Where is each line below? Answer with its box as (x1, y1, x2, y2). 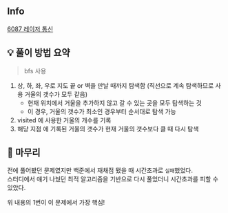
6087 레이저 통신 (7, 24, 54, 33)
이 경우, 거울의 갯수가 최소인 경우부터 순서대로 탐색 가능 (27, 107, 177, 115)
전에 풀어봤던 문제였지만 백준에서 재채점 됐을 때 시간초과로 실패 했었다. (7, 166, 193, 175)
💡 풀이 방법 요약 (7, 47, 70, 59)
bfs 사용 (23, 66, 47, 75)
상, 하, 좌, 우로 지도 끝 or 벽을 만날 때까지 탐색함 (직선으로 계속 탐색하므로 (17, 81, 214, 89)
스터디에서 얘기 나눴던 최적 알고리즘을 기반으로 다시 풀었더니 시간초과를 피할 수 (7, 175, 219, 183)
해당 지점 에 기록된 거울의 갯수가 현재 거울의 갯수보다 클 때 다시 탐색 (17, 124, 199, 133)
